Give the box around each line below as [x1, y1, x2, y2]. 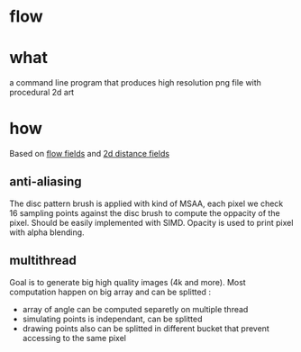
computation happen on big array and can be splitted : [9, 286, 212, 297]
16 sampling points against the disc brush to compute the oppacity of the [9, 207, 281, 218]
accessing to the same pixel [22, 332, 126, 343]
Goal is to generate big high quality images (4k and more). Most [9, 276, 246, 287]
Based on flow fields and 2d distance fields [9, 149, 169, 159]
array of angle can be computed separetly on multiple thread [22, 303, 249, 314]
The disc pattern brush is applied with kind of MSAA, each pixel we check [9, 198, 284, 209]
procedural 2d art [9, 87, 75, 98]
